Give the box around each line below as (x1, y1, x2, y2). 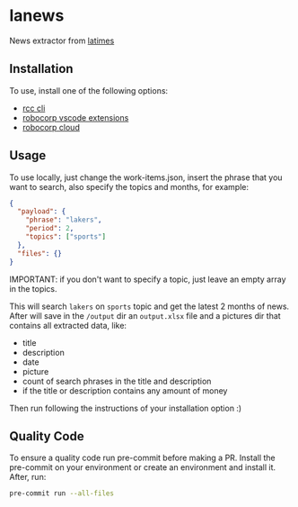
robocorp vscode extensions (22, 112, 129, 122)
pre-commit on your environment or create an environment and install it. (9, 462, 276, 473)
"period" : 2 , (25, 224, 74, 233)
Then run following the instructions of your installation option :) (9, 403, 242, 413)
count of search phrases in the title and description (22, 376, 212, 386)
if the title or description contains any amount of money (22, 385, 228, 396)
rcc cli (22, 103, 46, 113)
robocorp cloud (22, 122, 81, 132)
